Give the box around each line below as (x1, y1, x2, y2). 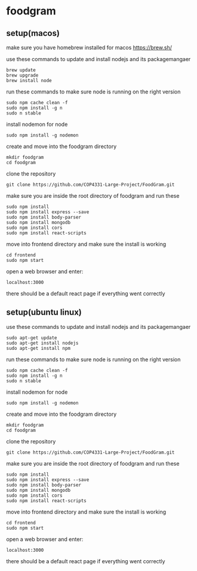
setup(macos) (6, 28, 60, 38)
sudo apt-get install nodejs (6, 340, 79, 346)
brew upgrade (6, 72, 39, 78)
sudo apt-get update (6, 334, 58, 341)
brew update (6, 67, 36, 73)
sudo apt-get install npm (6, 345, 70, 351)
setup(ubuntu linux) (6, 307, 82, 318)
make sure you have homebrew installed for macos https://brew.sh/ (6, 44, 172, 51)
